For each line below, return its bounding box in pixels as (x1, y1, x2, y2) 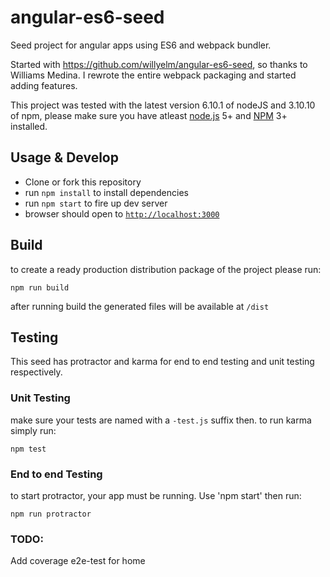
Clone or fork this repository (24, 176, 142, 188)
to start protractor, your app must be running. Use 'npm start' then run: (10, 489, 302, 501)
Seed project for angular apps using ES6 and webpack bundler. (10, 39, 272, 51)
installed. (10, 120, 48, 132)
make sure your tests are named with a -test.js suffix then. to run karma (10, 414, 312, 426)
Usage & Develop (10, 149, 119, 166)
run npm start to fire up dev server (24, 197, 168, 209)
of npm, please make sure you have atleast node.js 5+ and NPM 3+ (10, 109, 288, 121)
